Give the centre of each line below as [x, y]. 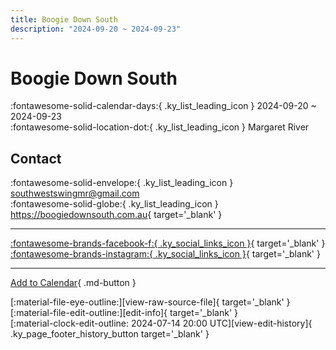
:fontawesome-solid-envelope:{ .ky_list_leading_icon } [122, 183]
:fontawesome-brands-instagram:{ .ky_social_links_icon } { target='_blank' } [165, 254]
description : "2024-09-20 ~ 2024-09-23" [96, 29]
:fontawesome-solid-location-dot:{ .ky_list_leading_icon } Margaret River [160, 127]
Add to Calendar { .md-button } [73, 283]
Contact [36, 158]
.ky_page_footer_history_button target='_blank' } [110, 334]
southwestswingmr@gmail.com [75, 193]
